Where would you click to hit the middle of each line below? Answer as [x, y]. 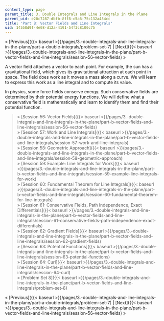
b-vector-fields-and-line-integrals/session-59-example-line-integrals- [88, 174]
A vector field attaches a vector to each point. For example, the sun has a [79, 67]
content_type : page [25, 10]
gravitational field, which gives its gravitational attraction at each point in [78, 72]
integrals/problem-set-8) [42, 288]
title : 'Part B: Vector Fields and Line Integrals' [59, 23]
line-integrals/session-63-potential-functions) [63, 257]
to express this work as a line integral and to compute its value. [69, 82]
